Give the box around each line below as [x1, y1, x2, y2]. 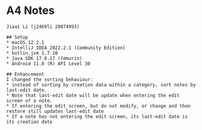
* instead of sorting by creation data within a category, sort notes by [6, 82, 197, 88]
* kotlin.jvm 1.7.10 [6, 50, 59, 56]
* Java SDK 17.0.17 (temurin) [6, 55, 83, 61]
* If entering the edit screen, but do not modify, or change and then [6, 103, 191, 109]
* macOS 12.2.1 [6, 39, 45, 45]
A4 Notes [6, 4, 55, 18]
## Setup [6, 34, 28, 40]
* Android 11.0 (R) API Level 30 [6, 60, 91, 67]
